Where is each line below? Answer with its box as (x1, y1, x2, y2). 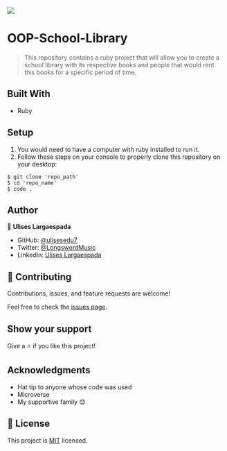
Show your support (7, 323, 92, 334)
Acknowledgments (7, 364, 91, 376)
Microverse (17, 390, 50, 398)
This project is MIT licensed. (7, 436, 88, 444)
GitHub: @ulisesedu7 (17, 236, 78, 244)
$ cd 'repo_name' (7, 179, 57, 187)
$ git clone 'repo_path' (7, 173, 79, 180)
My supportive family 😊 (17, 398, 87, 406)
